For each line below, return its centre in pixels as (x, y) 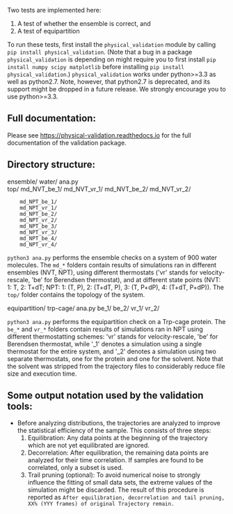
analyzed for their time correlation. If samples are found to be (115, 460)
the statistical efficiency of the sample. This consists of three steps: (114, 431)
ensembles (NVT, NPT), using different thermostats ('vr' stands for (103, 272)
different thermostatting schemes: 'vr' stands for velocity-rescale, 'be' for (113, 336)
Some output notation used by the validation (105, 396)
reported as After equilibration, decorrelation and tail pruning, (126, 497)
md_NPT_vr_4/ (39, 244)
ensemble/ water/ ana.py (43, 182)
